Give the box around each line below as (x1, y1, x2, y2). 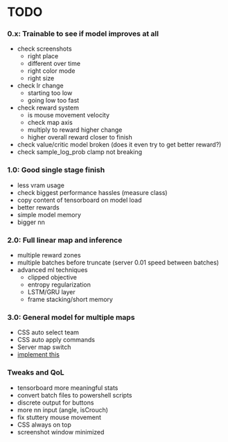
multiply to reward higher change (27, 126, 123, 134)
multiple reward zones (17, 251, 81, 260)
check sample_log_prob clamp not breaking (17, 148, 143, 156)
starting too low (27, 89, 73, 97)
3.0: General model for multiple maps (7, 313, 135, 322)
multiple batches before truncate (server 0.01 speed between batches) (17, 258, 220, 267)
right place (27, 52, 59, 60)
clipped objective (27, 273, 78, 282)
